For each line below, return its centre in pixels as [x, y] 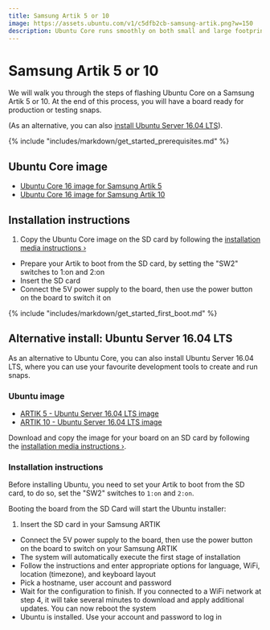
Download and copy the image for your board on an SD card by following [129, 438]
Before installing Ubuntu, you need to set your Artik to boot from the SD [127, 485]
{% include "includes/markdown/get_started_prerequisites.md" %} [119, 141]
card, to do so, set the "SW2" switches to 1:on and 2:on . [101, 493]
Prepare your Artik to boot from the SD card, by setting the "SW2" [129, 263]
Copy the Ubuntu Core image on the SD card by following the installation [140, 239]
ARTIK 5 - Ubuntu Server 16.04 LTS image [89, 414]
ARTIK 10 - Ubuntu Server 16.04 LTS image [91, 422]
